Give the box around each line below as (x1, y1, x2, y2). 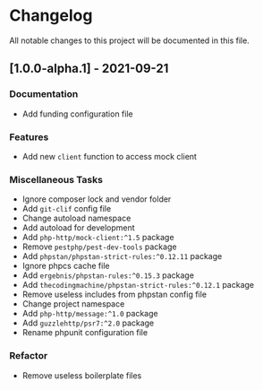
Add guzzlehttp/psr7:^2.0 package (21, 317, 155, 328)
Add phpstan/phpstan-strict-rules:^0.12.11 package (21, 251, 223, 262)
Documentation (9, 88, 79, 100)
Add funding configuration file (21, 108, 133, 119)
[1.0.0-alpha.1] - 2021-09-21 (9, 61, 169, 76)
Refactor (9, 350, 48, 362)
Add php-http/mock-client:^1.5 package (21, 232, 174, 243)
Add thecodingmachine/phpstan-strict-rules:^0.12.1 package (21, 280, 255, 290)
